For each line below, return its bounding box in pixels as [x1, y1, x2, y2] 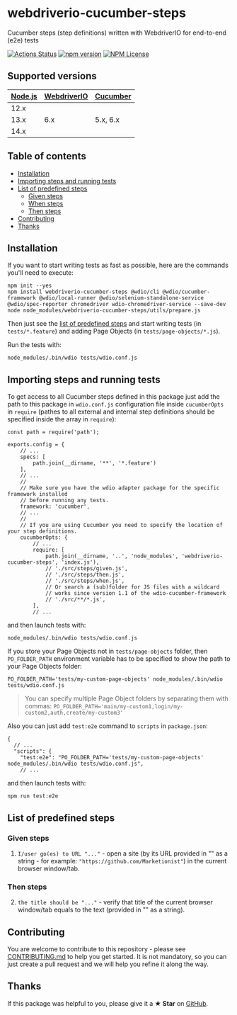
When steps [28, 199, 64, 208]
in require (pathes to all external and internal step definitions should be [7, 407, 215, 416]
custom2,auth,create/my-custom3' [24, 710, 124, 717]
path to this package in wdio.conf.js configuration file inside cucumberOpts [7, 400, 224, 409]
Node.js [11, 91, 37, 101]
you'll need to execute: [7, 268, 74, 277]
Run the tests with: [7, 341, 62, 349]
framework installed [7, 491, 69, 498]
